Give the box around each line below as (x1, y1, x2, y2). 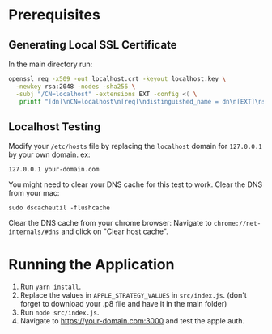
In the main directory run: (8, 59, 93, 69)
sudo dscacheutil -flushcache (8, 204, 111, 212)
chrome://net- (213, 220, 261, 228)
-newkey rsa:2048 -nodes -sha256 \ (15, 82, 136, 91)
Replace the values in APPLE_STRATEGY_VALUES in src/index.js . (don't (19, 290, 247, 300)
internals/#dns (8, 228, 60, 236)
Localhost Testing (8, 120, 101, 133)
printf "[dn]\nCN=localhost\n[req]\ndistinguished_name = (19, 97, 219, 106)
